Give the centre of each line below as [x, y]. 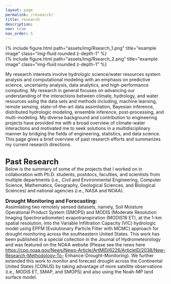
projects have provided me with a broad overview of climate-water [75, 123]
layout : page [19, 10]
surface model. [21, 277]
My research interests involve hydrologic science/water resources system [83, 74]
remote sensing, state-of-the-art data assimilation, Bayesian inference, [80, 107]
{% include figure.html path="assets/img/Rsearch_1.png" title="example [81, 48]
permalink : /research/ [29, 15]
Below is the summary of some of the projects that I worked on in [74, 169]
